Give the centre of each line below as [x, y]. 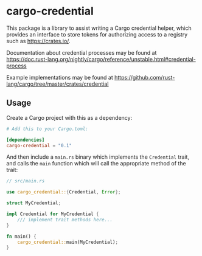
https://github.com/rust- [145, 77]
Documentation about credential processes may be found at [82, 52]
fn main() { [21, 236]
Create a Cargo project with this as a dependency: [69, 117]
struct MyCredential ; [34, 203]
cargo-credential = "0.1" [39, 145]
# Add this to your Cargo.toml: [47, 129]
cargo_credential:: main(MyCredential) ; [68, 242]
